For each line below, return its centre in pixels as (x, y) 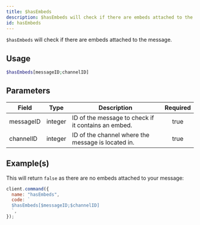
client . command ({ (28, 189)
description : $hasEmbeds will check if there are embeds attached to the (100, 17)
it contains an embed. (102, 125)
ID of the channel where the (111, 135)
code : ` (21, 200)
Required (178, 107)
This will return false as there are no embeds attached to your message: (95, 178)
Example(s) (28, 164)
